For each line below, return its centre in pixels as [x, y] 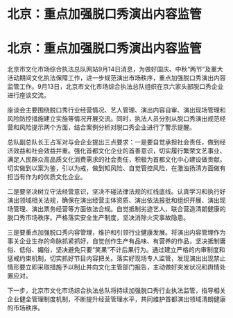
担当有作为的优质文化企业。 [47, 177]
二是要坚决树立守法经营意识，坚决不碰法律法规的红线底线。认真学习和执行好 [116, 192]
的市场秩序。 [25, 308]
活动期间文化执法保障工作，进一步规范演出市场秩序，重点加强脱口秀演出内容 [116, 78]
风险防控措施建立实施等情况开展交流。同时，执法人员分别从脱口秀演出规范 [113, 119]
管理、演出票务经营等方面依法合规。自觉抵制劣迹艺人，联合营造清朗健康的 [119, 209]
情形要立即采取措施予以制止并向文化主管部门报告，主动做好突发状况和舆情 [113, 267]
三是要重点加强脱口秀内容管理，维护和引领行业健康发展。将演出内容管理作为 [116, 233]
